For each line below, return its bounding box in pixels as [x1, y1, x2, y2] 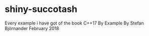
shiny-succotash [5, 3, 78, 15]
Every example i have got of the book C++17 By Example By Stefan [5, 20, 144, 26]
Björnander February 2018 [5, 25, 59, 31]
